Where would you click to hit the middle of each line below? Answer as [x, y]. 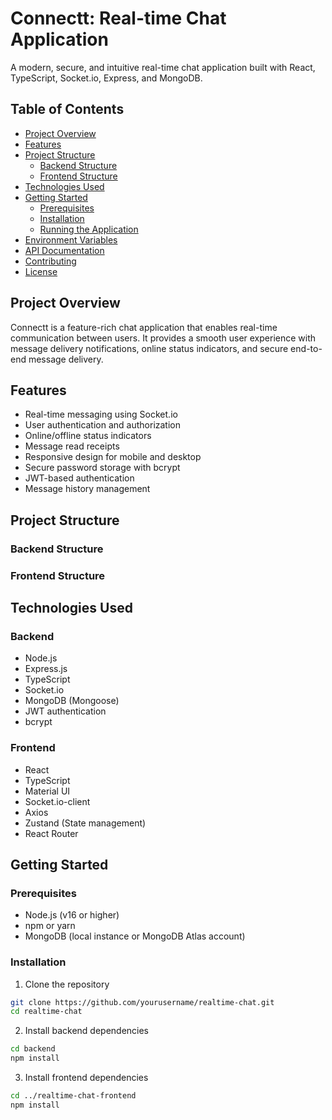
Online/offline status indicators [88, 436]
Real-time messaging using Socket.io [101, 414]
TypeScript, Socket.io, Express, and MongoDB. [106, 78]
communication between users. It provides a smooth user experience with [163, 338]
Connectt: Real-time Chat [118, 18]
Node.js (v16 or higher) [72, 915]
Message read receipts [72, 446]
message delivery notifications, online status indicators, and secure [149, 348]
